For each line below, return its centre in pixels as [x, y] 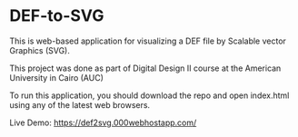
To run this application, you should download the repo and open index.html [149, 95]
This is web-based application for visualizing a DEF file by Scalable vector [148, 41]
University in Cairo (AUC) [57, 77]
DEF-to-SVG [57, 16]
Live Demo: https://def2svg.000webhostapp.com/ [103, 122]
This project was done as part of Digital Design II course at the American [145, 68]
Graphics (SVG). [40, 50]
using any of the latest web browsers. [80, 104]
